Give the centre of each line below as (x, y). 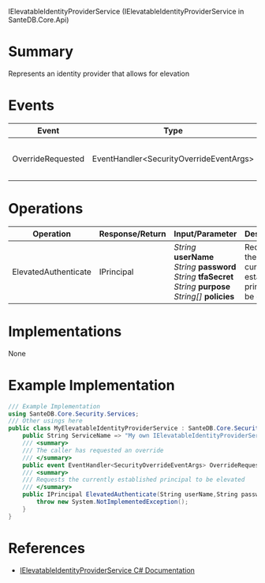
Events (32, 105)
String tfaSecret (204, 276)
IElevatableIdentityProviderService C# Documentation (107, 570)
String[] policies (204, 296)
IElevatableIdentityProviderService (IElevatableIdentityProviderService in (126, 11)
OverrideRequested (49, 159)
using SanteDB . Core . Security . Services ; (74, 414)
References (47, 548)
